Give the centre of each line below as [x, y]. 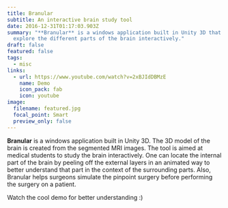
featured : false [30, 52]
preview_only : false [42, 121]
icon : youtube [39, 96]
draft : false [26, 45]
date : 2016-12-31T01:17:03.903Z [53, 26]
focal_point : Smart [41, 115]
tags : [15, 58]
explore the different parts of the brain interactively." [99, 39]
